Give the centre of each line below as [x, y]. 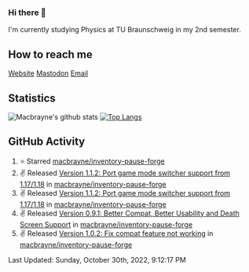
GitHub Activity [47, 142]
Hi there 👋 [27, 13]
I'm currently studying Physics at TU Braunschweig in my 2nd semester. [124, 30]
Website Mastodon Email [48, 73]
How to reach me [50, 54]
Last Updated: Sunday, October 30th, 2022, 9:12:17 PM [97, 259]
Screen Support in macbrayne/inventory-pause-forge [106, 224]
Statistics [32, 98]
